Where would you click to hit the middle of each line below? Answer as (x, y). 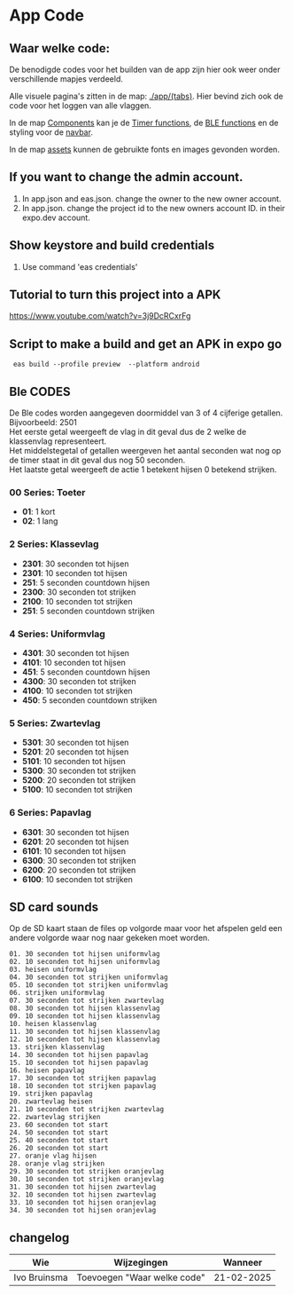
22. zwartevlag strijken (55, 1117)
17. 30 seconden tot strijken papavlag (83, 1078)
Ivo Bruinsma (41, 1277)
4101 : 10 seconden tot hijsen (74, 662)
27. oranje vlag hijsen (53, 1156)
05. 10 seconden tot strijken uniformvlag (89, 985)
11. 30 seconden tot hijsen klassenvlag (85, 1032)
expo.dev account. (56, 217)
